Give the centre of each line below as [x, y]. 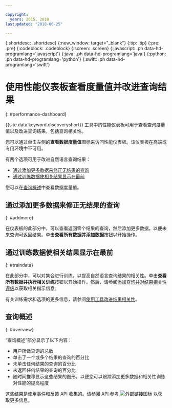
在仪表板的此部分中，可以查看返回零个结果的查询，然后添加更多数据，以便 [84, 229]
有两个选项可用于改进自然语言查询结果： [48, 160]
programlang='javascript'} [33, 54]
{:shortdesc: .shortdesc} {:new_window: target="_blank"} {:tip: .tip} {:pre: [82, 43]
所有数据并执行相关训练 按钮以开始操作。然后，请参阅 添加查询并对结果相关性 [86, 282]
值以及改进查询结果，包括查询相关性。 [46, 131]
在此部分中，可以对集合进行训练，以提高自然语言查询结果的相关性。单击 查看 [86, 275]
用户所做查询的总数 [33, 351]
